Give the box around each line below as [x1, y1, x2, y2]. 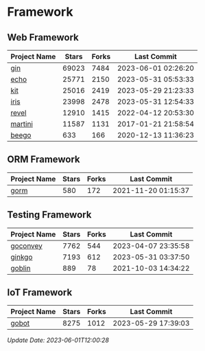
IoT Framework [7, 286, 73, 299]
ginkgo [10, 252, 33, 262]
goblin [10, 263, 31, 273]
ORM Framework [7, 154, 80, 166]
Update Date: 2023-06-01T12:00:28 [7, 336, 110, 344]
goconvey [10, 241, 43, 251]
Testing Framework [7, 209, 92, 220]
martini [10, 120, 33, 128]
